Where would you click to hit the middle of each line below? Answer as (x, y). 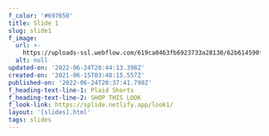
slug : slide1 (30, 30)
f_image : (23, 38)
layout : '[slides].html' (50, 113)
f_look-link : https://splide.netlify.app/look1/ (91, 105)
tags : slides (30, 120)
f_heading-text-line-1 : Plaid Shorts (71, 90)
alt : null (32, 61)
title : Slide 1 (34, 23)
